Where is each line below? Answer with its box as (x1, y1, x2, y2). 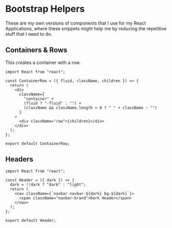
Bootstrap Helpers (5, 3, 85, 15)
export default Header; (5, 218, 56, 223)
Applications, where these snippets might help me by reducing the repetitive (5, 25, 167, 31)
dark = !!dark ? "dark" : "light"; (10, 182, 86, 187)
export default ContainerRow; (5, 141, 70, 146)
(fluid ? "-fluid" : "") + (24, 100, 82, 106)
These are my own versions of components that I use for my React (5, 20, 146, 26)
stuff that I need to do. (5, 31, 52, 37)
